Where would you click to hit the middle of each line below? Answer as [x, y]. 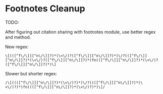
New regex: [17, 47]
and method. [18, 37]
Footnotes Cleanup [45, 9]
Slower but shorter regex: [31, 73]
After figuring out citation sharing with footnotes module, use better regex [81, 32]
